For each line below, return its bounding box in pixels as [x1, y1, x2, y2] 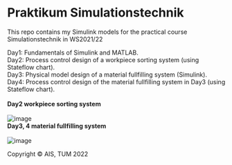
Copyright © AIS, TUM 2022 [7, 150, 89, 158]
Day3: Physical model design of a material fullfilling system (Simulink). [7, 70, 208, 79]
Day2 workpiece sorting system [7, 99, 102, 108]
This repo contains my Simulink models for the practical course [7, 28, 188, 36]
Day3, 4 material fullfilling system [7, 122, 107, 130]
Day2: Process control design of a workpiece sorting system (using [7, 55, 199, 64]
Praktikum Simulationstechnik [7, 5, 185, 21]
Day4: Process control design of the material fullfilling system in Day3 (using [7, 77, 226, 86]
